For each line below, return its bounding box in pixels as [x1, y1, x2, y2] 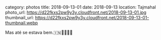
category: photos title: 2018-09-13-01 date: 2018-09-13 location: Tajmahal [5, 4, 156, 10]
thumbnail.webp [5, 20, 38, 26]
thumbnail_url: [5, 15, 34, 20]
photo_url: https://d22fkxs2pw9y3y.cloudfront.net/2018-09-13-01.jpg [5, 9, 147, 15]
